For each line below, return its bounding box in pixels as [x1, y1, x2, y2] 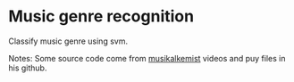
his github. [8, 62, 47, 73]
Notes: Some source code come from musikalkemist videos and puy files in [8, 53, 286, 63]
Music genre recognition [8, 6, 194, 27]
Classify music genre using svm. [8, 36, 129, 46]
